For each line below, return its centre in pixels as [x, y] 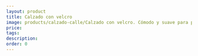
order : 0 [17, 44]
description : [22, 38]
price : [14, 28]
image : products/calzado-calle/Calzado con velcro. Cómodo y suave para [97, 22]
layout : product [26, 11]
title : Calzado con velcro [39, 17]
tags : [13, 33]
